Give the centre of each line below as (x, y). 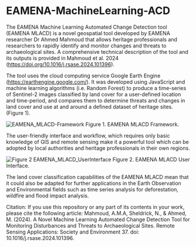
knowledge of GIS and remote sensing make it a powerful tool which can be (97, 142)
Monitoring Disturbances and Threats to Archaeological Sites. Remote (90, 225)
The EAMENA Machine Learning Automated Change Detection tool (87, 27)
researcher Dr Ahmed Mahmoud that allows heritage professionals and (92, 39)
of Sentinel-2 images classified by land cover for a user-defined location (94, 94)
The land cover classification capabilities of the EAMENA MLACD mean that (97, 177)
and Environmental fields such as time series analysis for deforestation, (92, 189)
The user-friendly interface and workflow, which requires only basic (88, 135)
